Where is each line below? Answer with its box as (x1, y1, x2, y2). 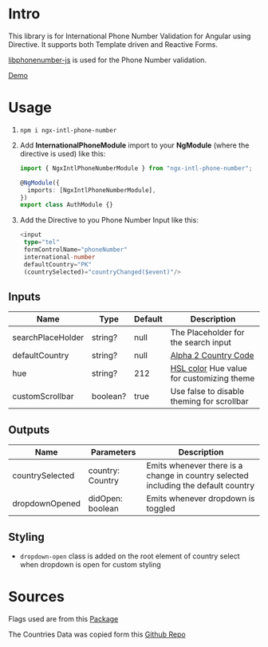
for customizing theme (170, 373, 255, 384)
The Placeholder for (170, 327, 245, 338)
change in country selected (146, 470, 249, 481)
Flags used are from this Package (8, 613, 119, 623)
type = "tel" (23, 239, 60, 247)
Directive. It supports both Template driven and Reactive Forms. (8, 39, 218, 49)
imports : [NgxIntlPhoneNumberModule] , (27, 186, 156, 194)
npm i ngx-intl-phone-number (19, 126, 117, 134)
